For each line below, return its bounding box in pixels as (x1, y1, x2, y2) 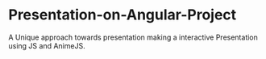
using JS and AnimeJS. (8, 40, 86, 50)
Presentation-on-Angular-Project (8, 6, 237, 24)
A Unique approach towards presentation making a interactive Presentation (8, 32, 258, 42)
